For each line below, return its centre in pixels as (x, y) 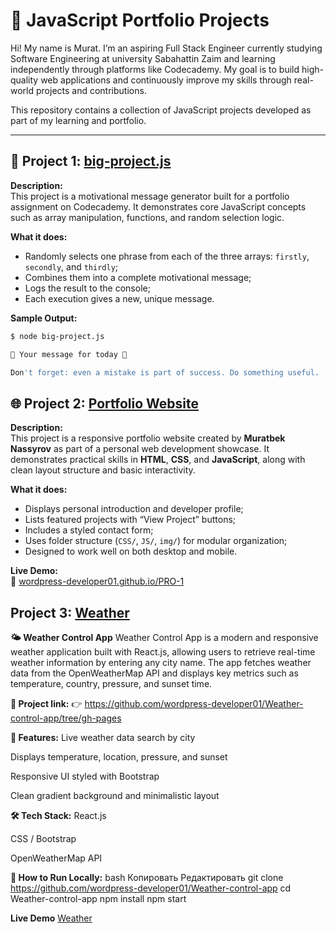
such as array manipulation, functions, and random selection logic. (147, 217)
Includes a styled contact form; (89, 530)
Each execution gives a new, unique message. (119, 298)
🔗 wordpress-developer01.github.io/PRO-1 (97, 581)
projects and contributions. (91, 90)
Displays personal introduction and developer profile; (134, 509)
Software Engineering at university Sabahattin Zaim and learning (143, 58)
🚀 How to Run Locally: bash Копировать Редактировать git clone (147, 877)
